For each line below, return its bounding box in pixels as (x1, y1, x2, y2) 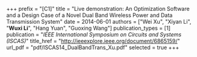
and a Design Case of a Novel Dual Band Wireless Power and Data (6, 12, 173, 19)
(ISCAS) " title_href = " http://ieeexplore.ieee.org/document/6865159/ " (6, 38, 181, 44)
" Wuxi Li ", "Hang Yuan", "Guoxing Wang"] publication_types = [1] (6, 24, 171, 32)
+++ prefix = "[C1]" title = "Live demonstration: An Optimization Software (6, 5, 190, 12)
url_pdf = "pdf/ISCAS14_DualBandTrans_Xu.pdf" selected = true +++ (6, 44, 179, 51)
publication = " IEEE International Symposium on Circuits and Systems (6, 31, 182, 38)
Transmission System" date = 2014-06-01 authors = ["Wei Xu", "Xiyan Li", (6, 18, 192, 25)
